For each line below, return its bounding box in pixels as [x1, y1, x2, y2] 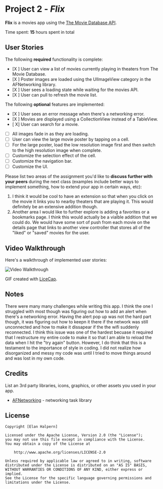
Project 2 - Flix [5, 3, 65, 15]
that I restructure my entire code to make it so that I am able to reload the [5, 334, 152, 340]
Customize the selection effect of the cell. [12, 152, 97, 158]
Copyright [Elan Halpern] [5, 424, 58, 429]
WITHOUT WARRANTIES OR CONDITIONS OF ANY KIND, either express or [5, 467, 143, 472]
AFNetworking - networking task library [12, 397, 92, 403]
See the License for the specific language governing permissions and [5, 476, 152, 481]
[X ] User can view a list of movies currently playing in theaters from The [12, 66, 159, 72]
